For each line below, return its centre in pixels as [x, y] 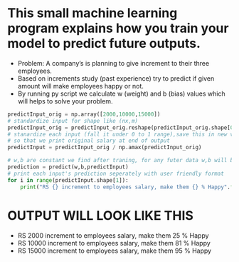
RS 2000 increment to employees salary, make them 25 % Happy [113, 235]
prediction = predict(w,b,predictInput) [68, 167]
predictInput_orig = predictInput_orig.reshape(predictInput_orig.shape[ [119, 127]
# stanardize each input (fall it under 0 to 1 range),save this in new [117, 134]
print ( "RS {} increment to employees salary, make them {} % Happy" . [126, 187]
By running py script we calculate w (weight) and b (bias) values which [121, 94]
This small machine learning [92, 13]
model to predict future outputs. [104, 44]
